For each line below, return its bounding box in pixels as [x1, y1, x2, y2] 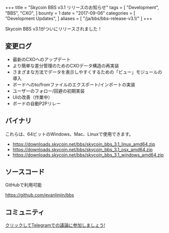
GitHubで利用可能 [5, 182, 42, 188]
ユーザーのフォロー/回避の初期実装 [12, 88, 85, 94]
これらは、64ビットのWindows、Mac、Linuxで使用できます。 [5, 131, 134, 137]
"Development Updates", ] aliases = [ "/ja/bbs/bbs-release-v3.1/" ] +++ [5, 16, 152, 21]
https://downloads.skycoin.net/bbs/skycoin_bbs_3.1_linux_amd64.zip [12, 141, 155, 147]
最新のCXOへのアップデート [12, 56, 71, 62]
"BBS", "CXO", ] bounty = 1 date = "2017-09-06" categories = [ [5, 10, 136, 16]
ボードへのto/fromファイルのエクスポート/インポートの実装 [12, 81, 136, 87]
